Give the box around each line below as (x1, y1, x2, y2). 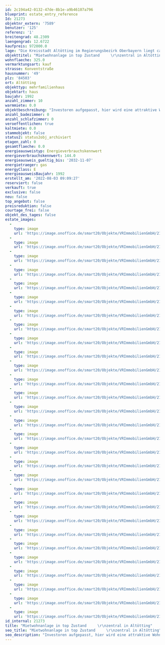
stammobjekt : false (5, 131, 45, 135)
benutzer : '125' (5, 26, 38, 30)
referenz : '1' (5, 30, 34, 35)
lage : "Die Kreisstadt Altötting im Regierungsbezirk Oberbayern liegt (5, 48, 155, 53)
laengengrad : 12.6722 (5, 39, 50, 44)
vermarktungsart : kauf (5, 62, 52, 67)
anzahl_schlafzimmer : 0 (5, 116, 54, 122)
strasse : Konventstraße (5, 67, 54, 72)
